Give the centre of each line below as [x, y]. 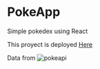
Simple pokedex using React [48, 31]
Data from [21, 58]
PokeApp [34, 12]
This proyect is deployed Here [50, 44]
